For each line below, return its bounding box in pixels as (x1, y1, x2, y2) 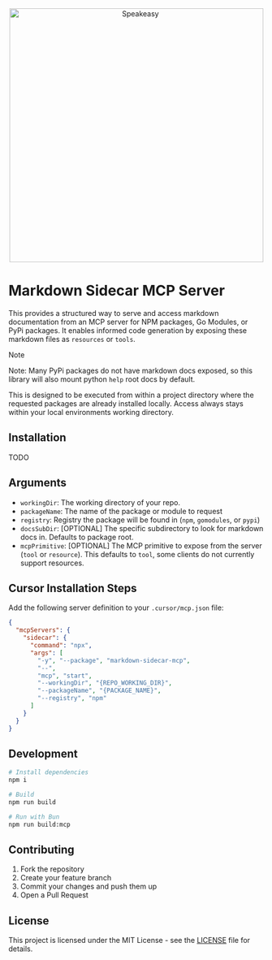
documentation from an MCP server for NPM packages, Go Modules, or (8, 317, 248, 326)
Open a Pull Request (19, 890, 89, 900)
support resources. (19, 558, 84, 568)
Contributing (8, 842, 75, 856)
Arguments (8, 476, 67, 490)
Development (8, 746, 79, 760)
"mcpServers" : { (15, 626, 71, 634)
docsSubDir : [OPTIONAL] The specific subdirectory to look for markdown (19, 523, 264, 533)
